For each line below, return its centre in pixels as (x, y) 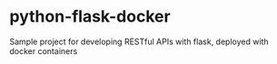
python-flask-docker (90, 17)
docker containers (44, 50)
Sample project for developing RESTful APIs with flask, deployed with (139, 41)
